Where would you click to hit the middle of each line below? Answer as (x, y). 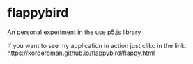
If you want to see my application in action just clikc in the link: (97, 45)
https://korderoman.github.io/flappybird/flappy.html (81, 53)
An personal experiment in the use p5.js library (74, 32)
